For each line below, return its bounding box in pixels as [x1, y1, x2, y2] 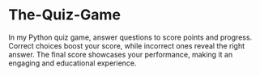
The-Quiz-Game [8, 6, 121, 24]
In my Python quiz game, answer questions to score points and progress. [8, 32, 253, 42]
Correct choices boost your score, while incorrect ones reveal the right [8, 40, 245, 50]
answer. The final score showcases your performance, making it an [8, 49, 233, 59]
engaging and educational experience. [8, 58, 137, 68]
